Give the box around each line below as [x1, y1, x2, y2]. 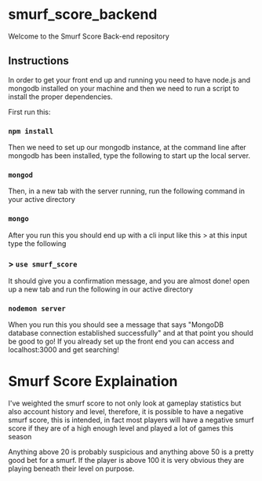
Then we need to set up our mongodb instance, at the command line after [8, 143, 247, 152]
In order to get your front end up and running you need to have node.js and [8, 75, 251, 84]
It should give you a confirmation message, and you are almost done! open [8, 276, 250, 285]
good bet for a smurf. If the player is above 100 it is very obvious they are [8, 456, 245, 465]
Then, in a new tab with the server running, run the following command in [8, 186, 246, 196]
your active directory [8, 195, 76, 204]
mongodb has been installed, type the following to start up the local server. [8, 151, 251, 160]
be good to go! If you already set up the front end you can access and [8, 336, 235, 347]
